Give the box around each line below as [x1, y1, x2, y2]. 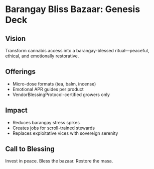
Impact [5, 106, 28, 115]
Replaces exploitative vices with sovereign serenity [12, 130, 118, 136]
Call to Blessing [5, 145, 55, 153]
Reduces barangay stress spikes [12, 119, 80, 125]
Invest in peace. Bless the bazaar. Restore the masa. [5, 158, 113, 164]
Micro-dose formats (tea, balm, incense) [12, 80, 96, 87]
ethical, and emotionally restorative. [5, 53, 79, 59]
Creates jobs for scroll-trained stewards [12, 125, 95, 131]
